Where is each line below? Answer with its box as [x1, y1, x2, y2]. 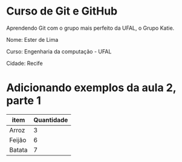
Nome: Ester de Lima [6, 36, 59, 43]
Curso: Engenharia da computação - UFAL [6, 47, 112, 55]
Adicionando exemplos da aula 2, [6, 81, 177, 95]
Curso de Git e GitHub [6, 4, 118, 18]
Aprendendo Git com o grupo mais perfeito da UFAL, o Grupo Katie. [6, 24, 175, 32]
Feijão [9, 135, 27, 144]
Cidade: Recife [6, 59, 44, 67]
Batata [9, 146, 28, 154]
